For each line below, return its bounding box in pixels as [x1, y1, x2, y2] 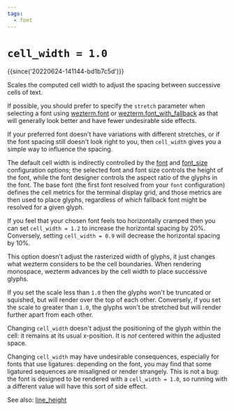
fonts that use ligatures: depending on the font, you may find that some [7, 360, 212, 368]
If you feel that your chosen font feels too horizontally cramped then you [7, 217, 216, 225]
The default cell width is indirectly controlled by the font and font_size [7, 159, 208, 167]
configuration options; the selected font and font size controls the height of [7, 166, 224, 175]
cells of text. [7, 88, 43, 96]
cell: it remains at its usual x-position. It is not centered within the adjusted [7, 331, 221, 340]
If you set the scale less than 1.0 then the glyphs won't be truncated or [7, 288, 212, 297]
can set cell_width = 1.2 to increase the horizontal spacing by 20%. [7, 224, 206, 233]
